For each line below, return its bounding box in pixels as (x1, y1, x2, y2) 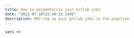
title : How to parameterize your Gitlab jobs (5, 7, 100, 12)
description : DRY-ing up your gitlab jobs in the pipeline (5, 16, 130, 21)
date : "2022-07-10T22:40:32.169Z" (5, 12, 77, 17)
